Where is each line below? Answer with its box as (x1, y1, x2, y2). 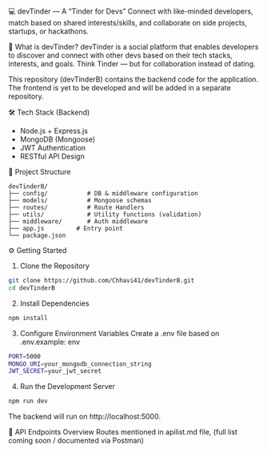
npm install (8, 314, 48, 322)
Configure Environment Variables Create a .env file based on (19, 328, 220, 338)
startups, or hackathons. (8, 26, 90, 36)
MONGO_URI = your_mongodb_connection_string (8, 359, 152, 368)
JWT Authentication (19, 143, 86, 152)
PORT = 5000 (8, 352, 42, 360)
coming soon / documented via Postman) (8, 435, 145, 446)
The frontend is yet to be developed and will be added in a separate (8, 83, 232, 92)
